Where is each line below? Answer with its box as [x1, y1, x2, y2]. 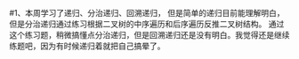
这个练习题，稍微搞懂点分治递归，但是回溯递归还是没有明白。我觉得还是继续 [9, 30, 290, 40]
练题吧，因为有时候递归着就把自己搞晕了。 [9, 41, 166, 51]
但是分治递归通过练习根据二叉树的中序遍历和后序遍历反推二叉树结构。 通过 [9, 18, 285, 29]
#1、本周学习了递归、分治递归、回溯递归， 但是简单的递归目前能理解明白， [9, 8, 285, 18]
